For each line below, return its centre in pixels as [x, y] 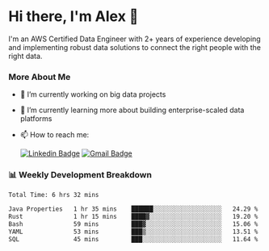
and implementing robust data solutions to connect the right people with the [134, 47]
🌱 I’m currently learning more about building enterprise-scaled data [132, 110]
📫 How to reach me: [55, 135]
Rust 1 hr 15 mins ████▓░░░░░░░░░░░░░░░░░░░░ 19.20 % [133, 217]
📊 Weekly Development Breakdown [80, 175]
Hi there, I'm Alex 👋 [74, 17]
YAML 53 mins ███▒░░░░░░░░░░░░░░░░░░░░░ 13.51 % [133, 232]
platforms [36, 119]
